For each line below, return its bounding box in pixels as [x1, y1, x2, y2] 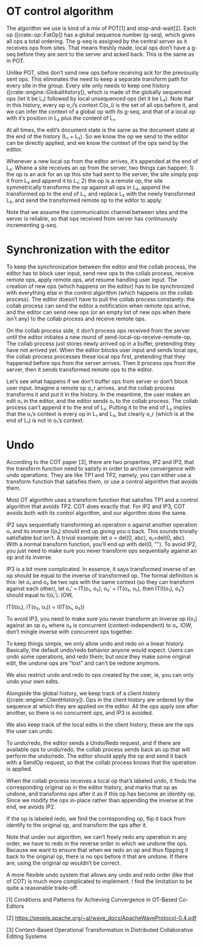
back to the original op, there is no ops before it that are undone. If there [6, 852, 188, 860]
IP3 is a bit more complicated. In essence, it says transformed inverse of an [6, 565, 196, 572]
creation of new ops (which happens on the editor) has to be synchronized [6, 283, 194, 290]
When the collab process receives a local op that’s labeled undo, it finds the [6, 777, 196, 784]
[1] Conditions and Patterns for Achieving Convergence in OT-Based [6, 896, 178, 903]
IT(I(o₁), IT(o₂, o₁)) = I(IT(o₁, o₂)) [6, 603, 85, 610]
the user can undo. [6, 727, 54, 734]
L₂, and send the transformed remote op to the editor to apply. [6, 196, 163, 204]
